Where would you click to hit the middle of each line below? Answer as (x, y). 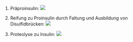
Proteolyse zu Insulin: (32, 34)
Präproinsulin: (25, 8)
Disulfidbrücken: (27, 24)
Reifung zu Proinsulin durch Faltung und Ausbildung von (69, 18)
